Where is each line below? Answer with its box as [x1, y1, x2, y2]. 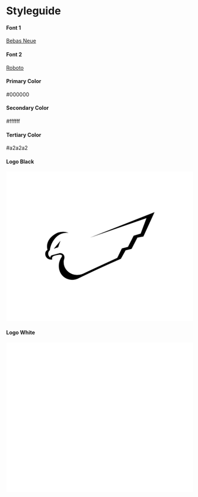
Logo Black [6, 158, 34, 165]
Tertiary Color [6, 131, 41, 138]
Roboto [6, 64, 24, 71]
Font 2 [6, 50, 23, 58]
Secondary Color [6, 104, 49, 111]
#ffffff [6, 117, 21, 125]
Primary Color [6, 78, 41, 85]
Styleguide [6, 4, 61, 18]
